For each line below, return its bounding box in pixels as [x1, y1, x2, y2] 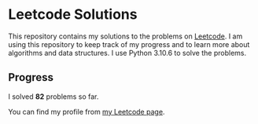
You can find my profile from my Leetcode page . [8, 107, 165, 116]
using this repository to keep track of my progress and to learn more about [8, 39, 250, 49]
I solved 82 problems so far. [8, 92, 99, 101]
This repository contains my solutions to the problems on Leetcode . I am [8, 31, 243, 41]
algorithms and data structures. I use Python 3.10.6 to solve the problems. [8, 48, 246, 57]
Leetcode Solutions [8, 5, 138, 24]
